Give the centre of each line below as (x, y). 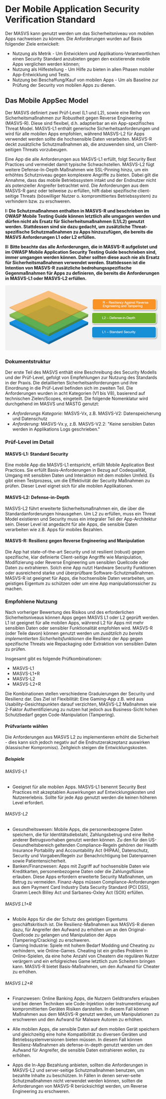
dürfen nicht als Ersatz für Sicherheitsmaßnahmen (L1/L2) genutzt (75, 221)
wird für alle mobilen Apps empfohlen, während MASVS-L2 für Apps (75, 134)
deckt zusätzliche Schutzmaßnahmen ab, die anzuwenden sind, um (74, 144)
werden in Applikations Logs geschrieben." (56, 429)
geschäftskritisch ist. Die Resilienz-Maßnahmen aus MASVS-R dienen (83, 925)
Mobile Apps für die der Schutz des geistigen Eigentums (70, 919)
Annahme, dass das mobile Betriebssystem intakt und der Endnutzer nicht (81, 180)
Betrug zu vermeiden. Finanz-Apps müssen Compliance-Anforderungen (86, 882)
